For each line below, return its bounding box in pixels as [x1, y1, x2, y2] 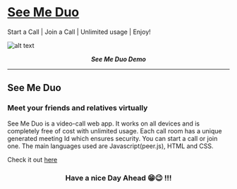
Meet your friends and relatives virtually [7, 103, 148, 113]
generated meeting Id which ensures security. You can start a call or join [7, 134, 218, 142]
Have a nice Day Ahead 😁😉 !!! [65, 173, 172, 183]
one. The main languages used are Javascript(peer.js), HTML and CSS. [7, 142, 214, 150]
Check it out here [7, 155, 58, 164]
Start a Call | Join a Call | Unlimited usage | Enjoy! [7, 28, 152, 36]
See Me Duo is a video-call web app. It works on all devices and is [7, 119, 200, 128]
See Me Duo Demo [90, 54, 147, 63]
